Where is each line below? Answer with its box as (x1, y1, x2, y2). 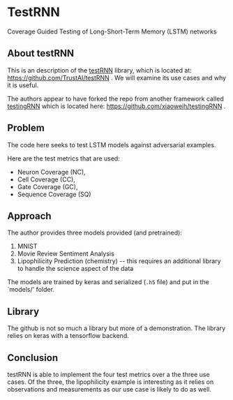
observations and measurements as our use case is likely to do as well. (7, 385, 211, 393)
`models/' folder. (7, 286, 54, 294)
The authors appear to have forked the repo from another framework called (7, 94, 225, 103)
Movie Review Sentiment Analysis (17, 249, 115, 258)
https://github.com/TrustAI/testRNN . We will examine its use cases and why (7, 73, 227, 82)
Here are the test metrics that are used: (7, 154, 120, 163)
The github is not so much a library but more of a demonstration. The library (7, 324, 226, 332)
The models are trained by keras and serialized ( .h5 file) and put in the (7, 278, 209, 286)
